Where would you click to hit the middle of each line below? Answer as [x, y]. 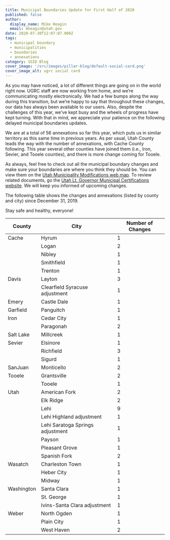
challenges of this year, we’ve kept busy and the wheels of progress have [82, 112]
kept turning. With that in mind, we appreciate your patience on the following [85, 118]
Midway [51, 481]
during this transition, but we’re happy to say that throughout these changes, [85, 101]
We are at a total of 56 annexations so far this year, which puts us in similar [83, 133]
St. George [54, 497]
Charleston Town [61, 464]
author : [13, 19]
